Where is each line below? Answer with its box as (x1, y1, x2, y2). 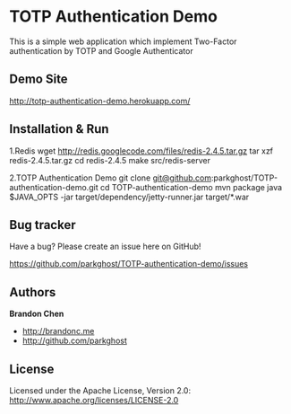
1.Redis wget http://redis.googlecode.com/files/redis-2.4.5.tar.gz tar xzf (9, 145, 274, 156)
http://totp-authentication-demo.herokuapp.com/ (9, 95, 191, 106)
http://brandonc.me (21, 326, 95, 337)
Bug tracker (9, 217, 76, 233)
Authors (9, 285, 56, 300)
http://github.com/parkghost (21, 335, 128, 347)
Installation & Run (9, 121, 109, 137)
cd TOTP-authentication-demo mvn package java (99, 181, 283, 192)
